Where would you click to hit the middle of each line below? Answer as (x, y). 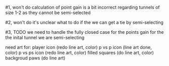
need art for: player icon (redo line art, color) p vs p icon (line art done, (79, 47)
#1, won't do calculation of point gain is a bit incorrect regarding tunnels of (82, 7)
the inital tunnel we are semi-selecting (45, 38)
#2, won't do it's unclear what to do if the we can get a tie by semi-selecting (84, 22)
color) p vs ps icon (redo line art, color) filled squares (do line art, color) (79, 53)
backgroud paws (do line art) (35, 58)
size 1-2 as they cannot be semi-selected (48, 13)
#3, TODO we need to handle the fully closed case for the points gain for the (84, 32)
